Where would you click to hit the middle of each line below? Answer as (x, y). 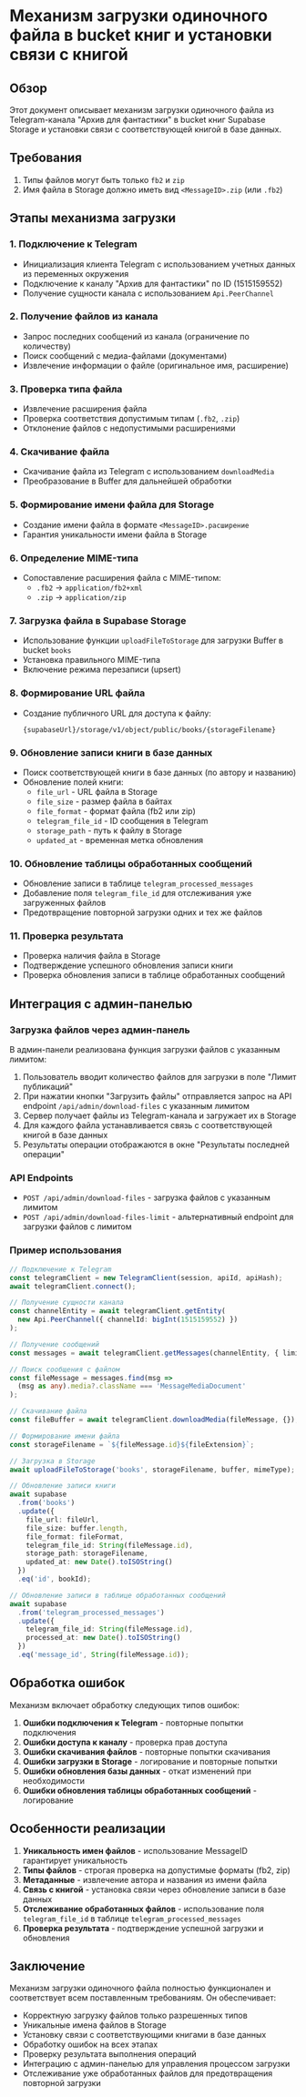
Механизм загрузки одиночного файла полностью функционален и (140, 1988)
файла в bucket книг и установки (141, 35)
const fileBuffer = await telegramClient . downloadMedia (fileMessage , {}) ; (154, 1420)
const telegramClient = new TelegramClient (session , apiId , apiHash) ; (146, 1278)
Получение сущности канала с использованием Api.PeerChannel (148, 293)
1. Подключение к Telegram (74, 244)
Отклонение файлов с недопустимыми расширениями (129, 428)
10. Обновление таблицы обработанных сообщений (131, 863)
